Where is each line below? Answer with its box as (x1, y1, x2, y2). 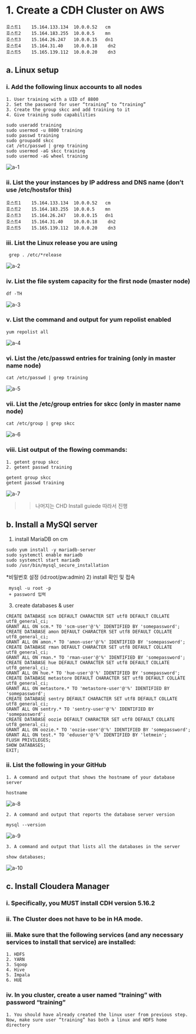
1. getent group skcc (6, 459, 59, 465)
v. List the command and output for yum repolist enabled (6, 316, 172, 324)
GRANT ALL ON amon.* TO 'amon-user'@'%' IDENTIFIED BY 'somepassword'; (6, 639, 185, 645)
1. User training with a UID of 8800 (6, 96, 99, 102)
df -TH (6, 290, 22, 297)
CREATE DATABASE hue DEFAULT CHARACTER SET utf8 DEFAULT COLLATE (6, 659, 170, 665)
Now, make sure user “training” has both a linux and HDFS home (6, 1017, 167, 1023)
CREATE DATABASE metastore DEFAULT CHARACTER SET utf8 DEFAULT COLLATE (6, 675, 185, 681)
